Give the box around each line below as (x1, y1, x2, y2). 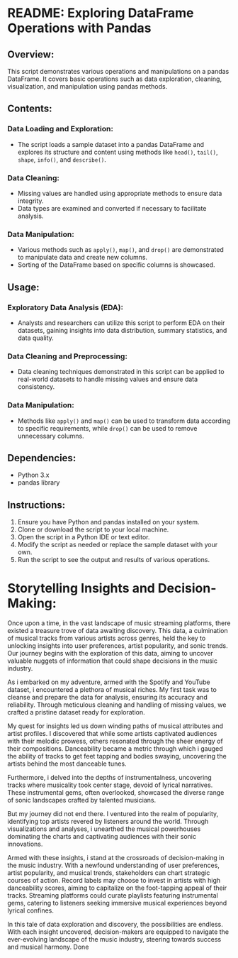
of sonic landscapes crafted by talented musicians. (7, 796, 157, 805)
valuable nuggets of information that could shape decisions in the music (7, 656, 218, 665)
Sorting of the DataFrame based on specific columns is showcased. (17, 260, 215, 269)
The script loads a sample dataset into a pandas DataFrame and (17, 140, 204, 148)
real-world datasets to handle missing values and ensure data (17, 375, 198, 384)
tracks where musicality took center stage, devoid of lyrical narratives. (7, 781, 213, 789)
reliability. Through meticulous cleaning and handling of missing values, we (7, 700, 227, 709)
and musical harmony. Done (7, 942, 89, 952)
